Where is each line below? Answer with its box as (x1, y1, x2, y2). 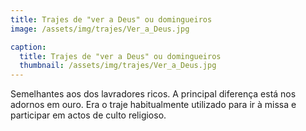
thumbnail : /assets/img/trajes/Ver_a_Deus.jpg (19, 61, 217, 71)
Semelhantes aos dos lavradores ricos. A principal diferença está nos (10, 88, 297, 100)
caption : (10, 42, 47, 52)
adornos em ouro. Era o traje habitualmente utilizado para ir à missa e (10, 99, 297, 111)
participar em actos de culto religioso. (10, 109, 167, 121)
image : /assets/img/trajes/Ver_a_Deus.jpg (10, 24, 190, 34)
